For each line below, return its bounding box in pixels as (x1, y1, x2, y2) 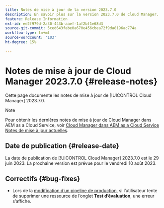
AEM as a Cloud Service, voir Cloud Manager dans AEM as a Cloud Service (5, 122, 159, 128)
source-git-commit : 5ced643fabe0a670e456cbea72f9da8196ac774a (5, 26, 137, 31)
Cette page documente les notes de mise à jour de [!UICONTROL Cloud (5, 92, 152, 98)
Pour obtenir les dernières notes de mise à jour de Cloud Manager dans (5, 117, 152, 123)
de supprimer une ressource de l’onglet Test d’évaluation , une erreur (12, 193, 155, 199)
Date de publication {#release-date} (5, 142, 119, 150)
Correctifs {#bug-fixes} (5, 174, 81, 183)
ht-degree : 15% (5, 40, 37, 45)
